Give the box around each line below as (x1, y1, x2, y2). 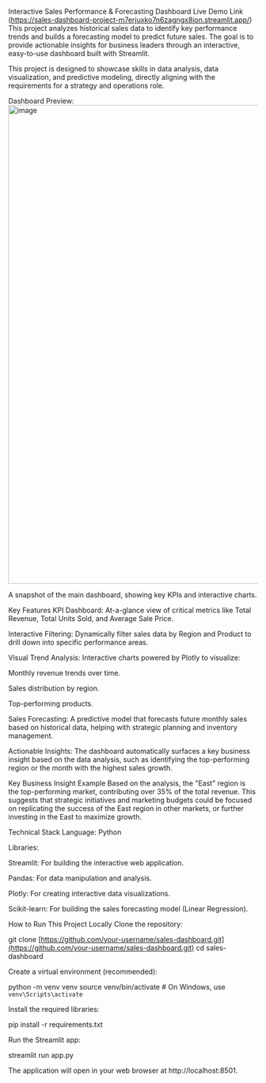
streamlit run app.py (8, 1051, 74, 1059)
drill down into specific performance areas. (8, 638, 149, 647)
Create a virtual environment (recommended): (8, 967, 158, 976)
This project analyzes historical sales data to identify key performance (8, 24, 237, 32)
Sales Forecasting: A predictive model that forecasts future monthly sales (8, 714, 248, 723)
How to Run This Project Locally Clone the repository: (8, 919, 184, 929)
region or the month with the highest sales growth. (8, 763, 173, 772)
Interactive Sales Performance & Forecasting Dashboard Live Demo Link (8, 7, 244, 16)
